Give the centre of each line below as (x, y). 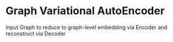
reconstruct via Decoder (36, 33)
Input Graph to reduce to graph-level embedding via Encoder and (86, 27)
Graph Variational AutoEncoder (85, 11)
